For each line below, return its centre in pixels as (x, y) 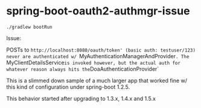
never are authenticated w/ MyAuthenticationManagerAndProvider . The (98, 56)
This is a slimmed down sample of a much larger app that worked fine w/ (97, 80)
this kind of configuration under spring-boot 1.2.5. (68, 87)
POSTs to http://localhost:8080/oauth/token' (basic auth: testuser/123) (101, 50)
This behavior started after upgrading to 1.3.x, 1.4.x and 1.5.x (81, 98)
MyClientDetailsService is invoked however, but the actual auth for (94, 62)
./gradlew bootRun (29, 27)
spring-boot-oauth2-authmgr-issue (98, 11)
